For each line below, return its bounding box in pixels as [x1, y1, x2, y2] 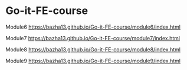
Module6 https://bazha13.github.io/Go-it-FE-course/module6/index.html [5, 23, 181, 30]
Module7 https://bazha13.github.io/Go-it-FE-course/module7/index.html [5, 34, 181, 41]
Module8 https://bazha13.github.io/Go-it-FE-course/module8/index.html [5, 45, 181, 53]
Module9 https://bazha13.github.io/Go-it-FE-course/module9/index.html [5, 57, 181, 64]
